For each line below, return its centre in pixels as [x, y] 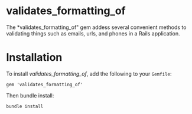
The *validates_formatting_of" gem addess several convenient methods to [96, 27]
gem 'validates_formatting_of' [45, 84]
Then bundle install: [30, 95]
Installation [34, 58]
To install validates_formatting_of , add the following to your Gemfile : [89, 74]
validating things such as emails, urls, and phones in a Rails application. [93, 33]
